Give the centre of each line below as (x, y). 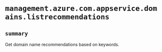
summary (16, 33)
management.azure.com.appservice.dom (81, 9)
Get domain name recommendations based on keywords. (62, 44)
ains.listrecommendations (57, 17)
